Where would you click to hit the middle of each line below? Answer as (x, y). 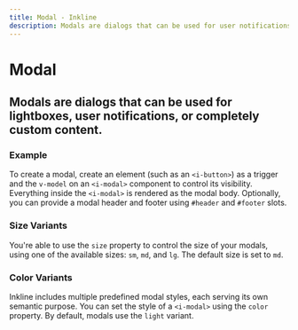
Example (28, 155)
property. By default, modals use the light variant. (102, 315)
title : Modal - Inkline (53, 17)
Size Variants (39, 225)
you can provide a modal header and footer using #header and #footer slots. (148, 203)
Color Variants (41, 278)
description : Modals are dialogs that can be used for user (123, 26)
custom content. (56, 130)
